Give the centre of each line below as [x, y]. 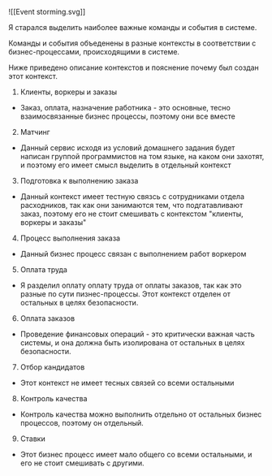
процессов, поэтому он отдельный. [82, 423]
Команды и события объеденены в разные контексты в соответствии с [132, 43]
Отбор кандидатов [52, 367]
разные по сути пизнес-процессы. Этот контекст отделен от [125, 294]
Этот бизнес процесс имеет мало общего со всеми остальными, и [136, 454]
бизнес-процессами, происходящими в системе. [94, 52]
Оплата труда [43, 270]
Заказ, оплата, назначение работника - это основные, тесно [125, 108]
